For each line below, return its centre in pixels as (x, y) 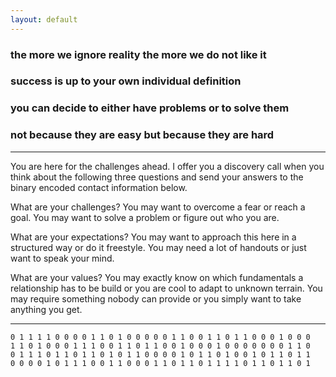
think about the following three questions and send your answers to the (157, 177)
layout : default (44, 19)
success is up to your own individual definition (126, 81)
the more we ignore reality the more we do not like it (138, 54)
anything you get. (46, 309)
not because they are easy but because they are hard (142, 135)
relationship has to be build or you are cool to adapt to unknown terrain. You (166, 288)
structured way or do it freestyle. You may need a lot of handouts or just (158, 247)
